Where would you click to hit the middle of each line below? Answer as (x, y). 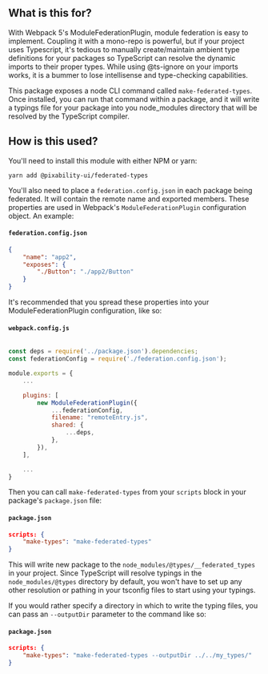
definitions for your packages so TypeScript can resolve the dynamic (122, 58)
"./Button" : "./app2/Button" (86, 272)
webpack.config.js (39, 328)
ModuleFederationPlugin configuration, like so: (85, 311)
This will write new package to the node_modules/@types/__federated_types (132, 565)
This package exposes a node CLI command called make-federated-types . (130, 91)
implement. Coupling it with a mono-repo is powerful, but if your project (126, 41)
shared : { (67, 425)
